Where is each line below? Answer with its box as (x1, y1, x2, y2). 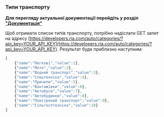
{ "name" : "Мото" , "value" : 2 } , (14, 66, 73, 71)
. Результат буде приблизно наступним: (57, 46, 143, 52)
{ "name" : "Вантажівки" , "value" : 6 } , (14, 84, 87, 89)
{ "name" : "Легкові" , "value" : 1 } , (14, 61, 80, 66)
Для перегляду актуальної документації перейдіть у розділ (5, 15, 139, 21)
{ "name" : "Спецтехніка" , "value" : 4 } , (14, 75, 89, 80)
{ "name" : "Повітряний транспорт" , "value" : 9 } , (14, 98, 110, 103)
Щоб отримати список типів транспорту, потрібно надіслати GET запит (5, 30, 159, 36)
